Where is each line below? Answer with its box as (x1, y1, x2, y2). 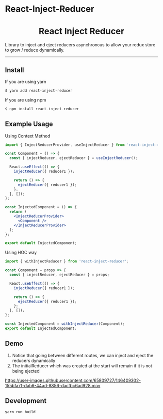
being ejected (12, 368, 40, 374)
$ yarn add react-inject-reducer (5, 88, 73, 93)
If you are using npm (5, 97, 47, 103)
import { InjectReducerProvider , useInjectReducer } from (5, 142, 125, 147)
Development (5, 397, 47, 405)
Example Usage (5, 120, 53, 128)
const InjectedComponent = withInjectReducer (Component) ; (5, 321, 125, 326)
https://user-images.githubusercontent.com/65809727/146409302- (5, 377, 141, 383)
